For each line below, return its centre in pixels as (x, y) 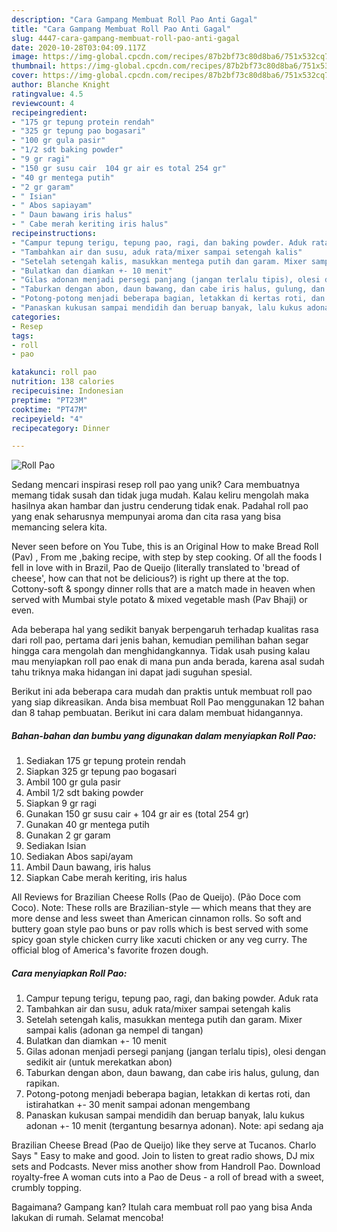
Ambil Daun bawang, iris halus (88, 867)
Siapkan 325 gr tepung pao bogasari (101, 772)
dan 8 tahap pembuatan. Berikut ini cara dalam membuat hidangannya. (157, 713)
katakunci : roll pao (54, 372)
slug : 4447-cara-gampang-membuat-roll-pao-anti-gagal (126, 38)
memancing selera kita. (59, 527)
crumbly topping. (46, 1188)
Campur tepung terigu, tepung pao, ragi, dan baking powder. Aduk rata (172, 998)
